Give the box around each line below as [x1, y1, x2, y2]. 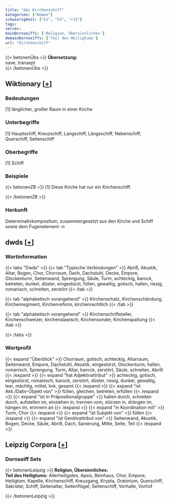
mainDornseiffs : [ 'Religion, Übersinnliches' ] [5, 31, 105, 36]
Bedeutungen [5, 95, 39, 102]
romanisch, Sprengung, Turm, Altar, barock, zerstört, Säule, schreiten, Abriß [5, 366, 163, 372]
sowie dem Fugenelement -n [5, 223, 65, 229]
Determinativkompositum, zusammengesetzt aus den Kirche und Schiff [5, 218, 153, 224]
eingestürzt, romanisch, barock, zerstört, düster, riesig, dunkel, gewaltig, [5, 377, 156, 384]
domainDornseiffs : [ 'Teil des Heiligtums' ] [5, 36, 98, 41]
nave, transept [5, 59, 35, 66]
